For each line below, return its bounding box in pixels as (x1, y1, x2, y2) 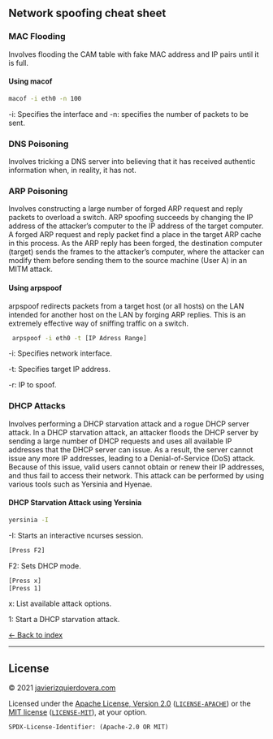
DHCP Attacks (8, 400, 67, 412)
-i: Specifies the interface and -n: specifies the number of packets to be (8, 109, 249, 119)
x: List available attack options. (8, 599, 112, 608)
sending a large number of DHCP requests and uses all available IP (8, 436, 232, 446)
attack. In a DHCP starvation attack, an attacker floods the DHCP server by (8, 427, 258, 437)
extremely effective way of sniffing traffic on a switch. (8, 318, 189, 328)
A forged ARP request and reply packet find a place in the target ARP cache (8, 230, 262, 240)
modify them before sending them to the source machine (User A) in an (8, 256, 248, 266)
